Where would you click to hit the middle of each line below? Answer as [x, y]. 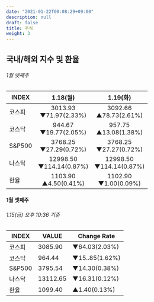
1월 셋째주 [17, 200]
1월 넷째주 [18, 75]
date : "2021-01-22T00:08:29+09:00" [50, 12]
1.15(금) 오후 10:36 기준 [33, 214]
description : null [29, 17]
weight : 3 [18, 34]
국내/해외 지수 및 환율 [43, 59]
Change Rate [97, 236]
